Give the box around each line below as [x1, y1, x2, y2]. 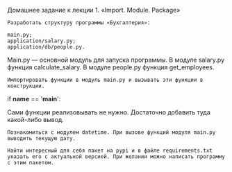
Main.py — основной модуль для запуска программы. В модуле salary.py [7, 55, 225, 64]
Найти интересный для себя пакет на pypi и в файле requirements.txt [7, 147, 213, 154]
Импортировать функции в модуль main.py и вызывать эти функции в [7, 76, 204, 83]
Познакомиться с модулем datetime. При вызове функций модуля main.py [7, 129, 216, 136]
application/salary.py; [7, 37, 76, 44]
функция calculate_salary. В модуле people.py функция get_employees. [7, 63, 215, 71]
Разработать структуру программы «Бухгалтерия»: [7, 19, 151, 26]
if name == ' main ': [7, 95, 61, 103]
